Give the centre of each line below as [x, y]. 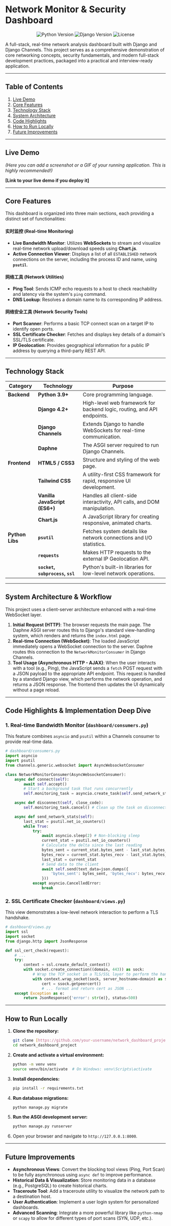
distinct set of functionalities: [36, 219]
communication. [102, 436]
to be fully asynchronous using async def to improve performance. [82, 1175]
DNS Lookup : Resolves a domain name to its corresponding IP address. [88, 299]
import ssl [17, 932]
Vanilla [46, 495]
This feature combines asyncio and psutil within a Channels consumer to [82, 736]
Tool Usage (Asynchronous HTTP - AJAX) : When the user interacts [84, 662]
